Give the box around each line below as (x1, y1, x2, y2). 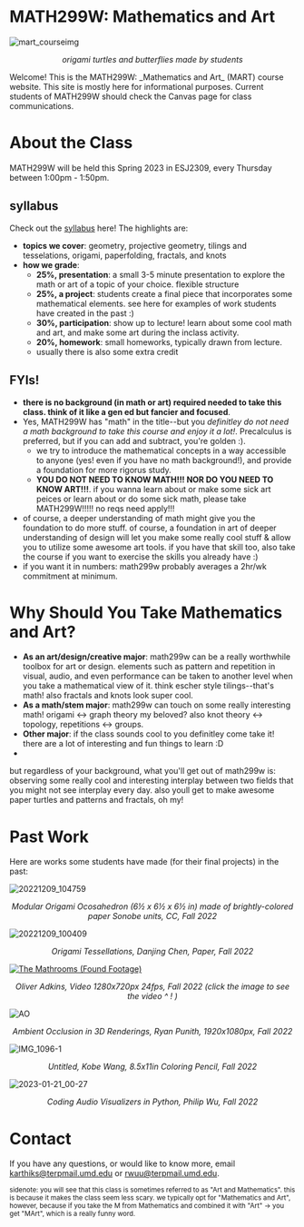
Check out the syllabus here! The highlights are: (9, 223, 189, 233)
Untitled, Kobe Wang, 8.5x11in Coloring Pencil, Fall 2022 (47, 1061, 258, 1073)
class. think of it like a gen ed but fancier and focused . (22, 406, 231, 417)
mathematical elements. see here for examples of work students (35, 298, 277, 309)
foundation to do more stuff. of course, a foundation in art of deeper (22, 522, 277, 533)
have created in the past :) (35, 307, 134, 319)
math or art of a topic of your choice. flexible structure (35, 279, 240, 290)
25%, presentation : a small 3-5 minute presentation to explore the (35, 269, 286, 280)
